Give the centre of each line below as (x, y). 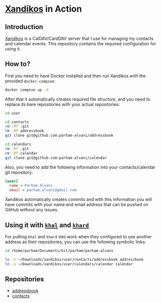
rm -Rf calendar (21, 153)
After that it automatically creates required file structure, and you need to (78, 99)
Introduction (24, 27)
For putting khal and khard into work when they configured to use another (79, 237)
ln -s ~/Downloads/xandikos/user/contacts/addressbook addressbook (74, 259)
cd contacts (17, 122)
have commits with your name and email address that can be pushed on (77, 204)
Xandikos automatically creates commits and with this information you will (79, 200)
